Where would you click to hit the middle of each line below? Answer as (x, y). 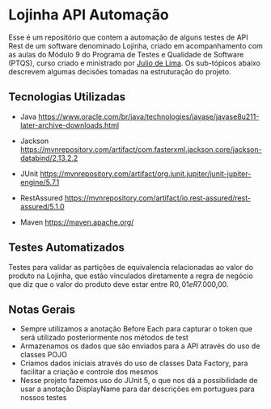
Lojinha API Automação (89, 15)
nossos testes (43, 398)
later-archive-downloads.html (70, 125)
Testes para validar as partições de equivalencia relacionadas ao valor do (131, 267)
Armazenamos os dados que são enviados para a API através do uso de (140, 346)
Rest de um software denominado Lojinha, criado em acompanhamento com (135, 45)
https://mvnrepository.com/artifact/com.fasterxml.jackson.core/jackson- (141, 149)
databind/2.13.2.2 (49, 158)
